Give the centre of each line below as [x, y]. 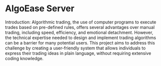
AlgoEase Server [40, 9]
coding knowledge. [24, 58]
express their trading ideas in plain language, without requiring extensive [78, 53]
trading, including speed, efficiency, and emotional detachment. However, [79, 32]
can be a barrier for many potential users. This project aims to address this [80, 43]
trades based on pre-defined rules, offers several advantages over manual [80, 27]
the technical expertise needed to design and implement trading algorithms [80, 38]
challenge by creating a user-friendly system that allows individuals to [75, 48]
